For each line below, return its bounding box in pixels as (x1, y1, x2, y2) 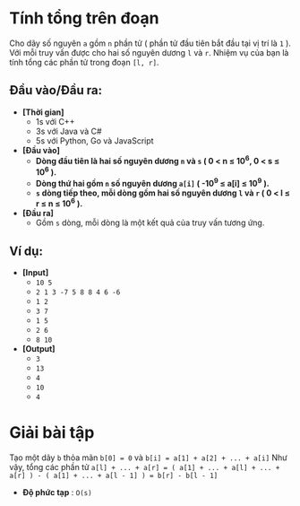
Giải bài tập (9, 423, 95, 443)
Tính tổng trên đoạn (9, 8, 159, 29)
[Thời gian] (21, 107, 64, 118)
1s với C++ (35, 116, 75, 126)
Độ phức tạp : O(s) (21, 487, 92, 498)
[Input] (21, 267, 49, 278)
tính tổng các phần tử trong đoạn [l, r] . (9, 57, 159, 67)
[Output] (21, 344, 56, 354)
